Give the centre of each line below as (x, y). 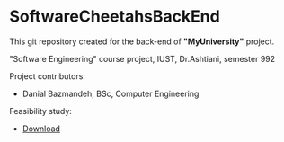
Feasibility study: (40, 111)
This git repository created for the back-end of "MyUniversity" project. (142, 41)
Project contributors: (47, 76)
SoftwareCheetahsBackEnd (115, 17)
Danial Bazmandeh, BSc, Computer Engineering (111, 93)
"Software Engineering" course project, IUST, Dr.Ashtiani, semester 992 (142, 58)
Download (41, 129)
